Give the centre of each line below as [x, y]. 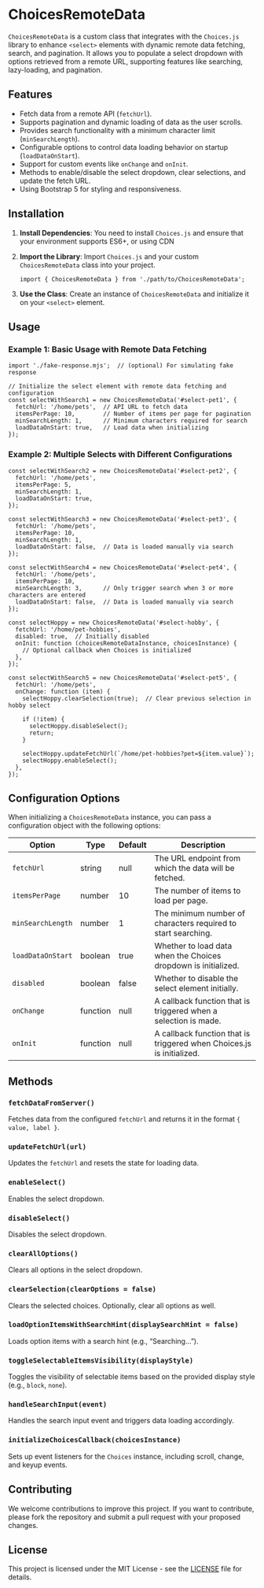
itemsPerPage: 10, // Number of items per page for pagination [133, 414]
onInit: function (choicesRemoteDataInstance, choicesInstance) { [126, 643]
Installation [36, 214]
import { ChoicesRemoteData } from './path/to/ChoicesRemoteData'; [132, 279]
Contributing [40, 1490]
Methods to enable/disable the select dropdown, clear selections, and [132, 172]
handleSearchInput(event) [58, 1405]
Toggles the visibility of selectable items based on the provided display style [132, 1377]
